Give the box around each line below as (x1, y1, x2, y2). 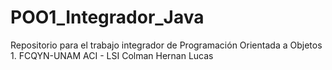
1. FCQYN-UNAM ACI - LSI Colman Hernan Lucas (10, 49, 214, 61)
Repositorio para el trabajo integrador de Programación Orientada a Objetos (10, 39, 323, 51)
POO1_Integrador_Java (10, 6, 205, 29)
